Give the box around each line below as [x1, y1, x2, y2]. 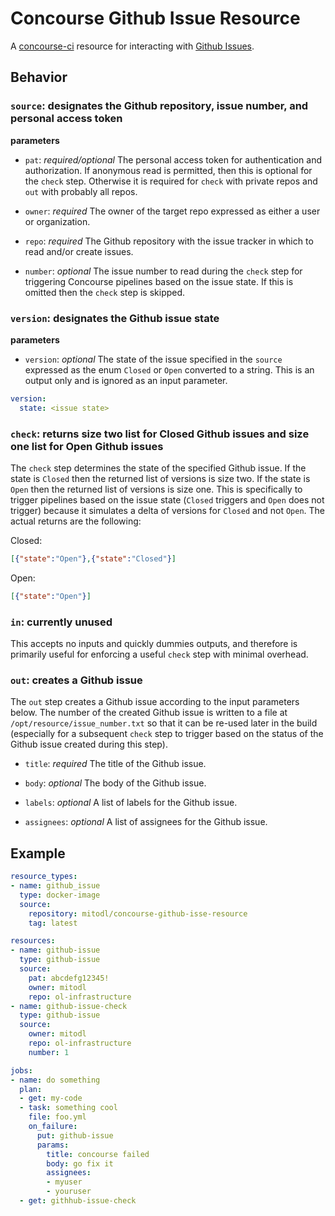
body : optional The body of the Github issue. [24, 777, 207, 789]
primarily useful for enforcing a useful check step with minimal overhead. [10, 648, 309, 661]
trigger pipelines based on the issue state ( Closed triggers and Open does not [10, 493, 325, 506]
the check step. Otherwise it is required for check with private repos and [24, 175, 318, 187]
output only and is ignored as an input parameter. [24, 374, 228, 386]
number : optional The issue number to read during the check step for [24, 265, 303, 277]
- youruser [46, 1187, 92, 1197]
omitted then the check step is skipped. [24, 286, 186, 298]
